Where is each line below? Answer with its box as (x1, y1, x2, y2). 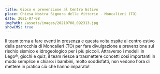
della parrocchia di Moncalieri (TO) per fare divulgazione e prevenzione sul (5, 43, 154, 49)
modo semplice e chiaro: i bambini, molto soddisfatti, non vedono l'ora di (5, 59, 150, 64)
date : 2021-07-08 (5, 16, 40, 21)
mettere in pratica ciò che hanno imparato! (5, 63, 90, 70)
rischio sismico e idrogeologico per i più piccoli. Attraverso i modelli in (5, 49, 145, 54)
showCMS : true (5, 25, 34, 30)
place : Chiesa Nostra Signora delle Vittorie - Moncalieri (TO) (5, 12, 137, 16)
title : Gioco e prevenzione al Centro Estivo (5, 7, 98, 12)
